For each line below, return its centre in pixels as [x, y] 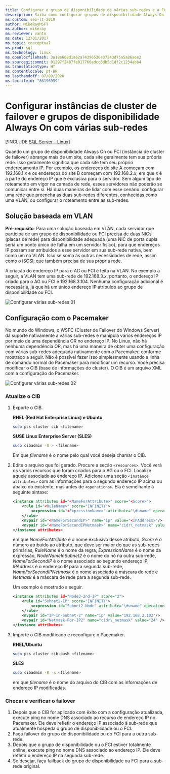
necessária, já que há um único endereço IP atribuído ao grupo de [74, 287]
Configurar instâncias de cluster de [81, 106]
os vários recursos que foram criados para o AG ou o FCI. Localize [82, 471]
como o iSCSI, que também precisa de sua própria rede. [64, 261]
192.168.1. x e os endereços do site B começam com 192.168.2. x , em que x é [84, 173]
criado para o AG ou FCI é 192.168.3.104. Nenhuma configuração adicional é [84, 281]
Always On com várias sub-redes [77, 127]
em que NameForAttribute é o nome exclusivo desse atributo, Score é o [87, 540]
